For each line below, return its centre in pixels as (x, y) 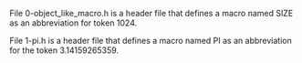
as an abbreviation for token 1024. (73, 23)
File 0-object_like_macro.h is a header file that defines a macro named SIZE (151, 13)
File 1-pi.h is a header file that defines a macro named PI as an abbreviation (151, 41)
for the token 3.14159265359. (64, 50)
